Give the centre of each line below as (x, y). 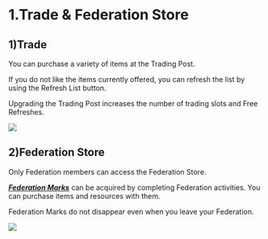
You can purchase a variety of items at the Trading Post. (102, 64)
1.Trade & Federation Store (99, 15)
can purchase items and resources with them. (84, 196)
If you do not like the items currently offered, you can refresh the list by (127, 79)
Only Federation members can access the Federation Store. (107, 171)
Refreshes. (26, 112)
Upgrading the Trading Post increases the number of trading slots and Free (133, 103)
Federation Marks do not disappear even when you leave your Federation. (131, 212)
